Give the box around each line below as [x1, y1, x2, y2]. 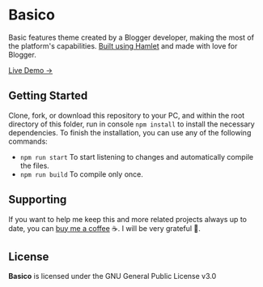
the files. [19, 161, 50, 170]
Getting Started [8, 89, 88, 103]
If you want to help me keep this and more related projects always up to [8, 214, 247, 224]
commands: [8, 136, 49, 146]
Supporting [8, 193, 67, 207]
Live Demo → [8, 65, 53, 75]
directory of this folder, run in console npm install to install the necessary [8, 119, 255, 129]
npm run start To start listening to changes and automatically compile [19, 152, 254, 161]
